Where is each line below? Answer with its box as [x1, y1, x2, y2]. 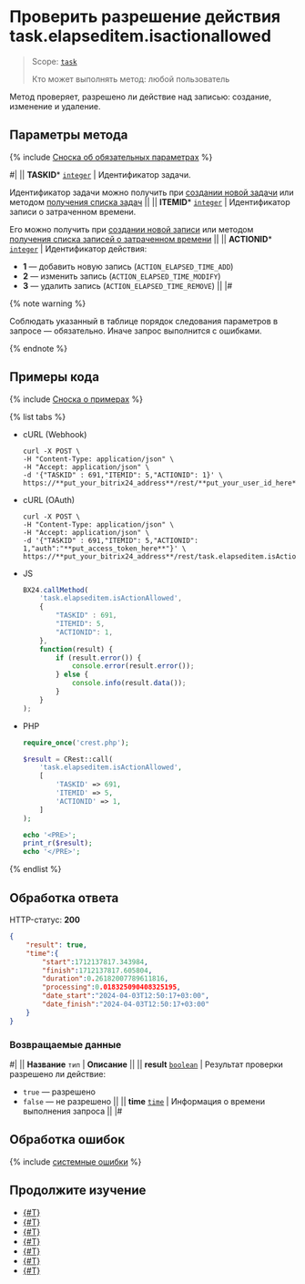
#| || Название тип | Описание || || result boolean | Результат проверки [9, 1059, 284, 1070]
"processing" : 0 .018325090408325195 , [42, 982, 181, 992]
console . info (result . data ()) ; [71, 679, 187, 688]
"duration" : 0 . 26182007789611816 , [42, 974, 169, 983]
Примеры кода [9, 369, 100, 385]
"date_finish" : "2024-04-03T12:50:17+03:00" [42, 1000, 209, 1009]
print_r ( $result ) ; [22, 838, 93, 848]
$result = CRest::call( [22, 755, 114, 764]
